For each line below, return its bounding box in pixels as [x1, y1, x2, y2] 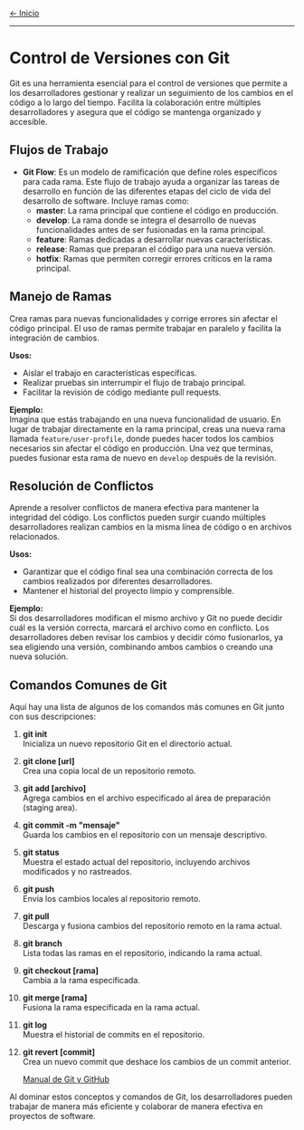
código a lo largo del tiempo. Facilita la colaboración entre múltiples [9, 97, 261, 108]
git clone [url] [22, 756, 75, 767]
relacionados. [9, 531, 61, 542]
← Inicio [9, 8, 40, 18]
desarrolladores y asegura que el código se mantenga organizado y [9, 106, 261, 117]
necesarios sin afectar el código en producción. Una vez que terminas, [9, 443, 273, 454]
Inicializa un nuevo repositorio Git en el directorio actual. [22, 738, 233, 750]
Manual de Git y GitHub [22, 1074, 110, 1085]
